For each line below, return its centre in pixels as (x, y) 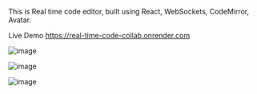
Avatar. (20, 20)
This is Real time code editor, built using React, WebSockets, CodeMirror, (129, 12)
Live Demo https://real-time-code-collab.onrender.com (99, 35)
